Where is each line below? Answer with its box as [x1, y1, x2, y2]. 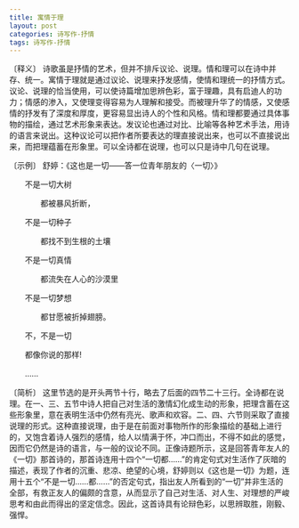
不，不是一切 [24, 330, 72, 341]
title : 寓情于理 [9, 12, 64, 22]
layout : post [9, 21, 58, 30]
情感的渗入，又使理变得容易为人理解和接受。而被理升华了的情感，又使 [24, 97, 282, 108]
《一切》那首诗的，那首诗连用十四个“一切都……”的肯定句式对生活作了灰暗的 [9, 454, 287, 465]
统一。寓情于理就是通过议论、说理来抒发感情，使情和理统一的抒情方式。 [24, 75, 290, 85]
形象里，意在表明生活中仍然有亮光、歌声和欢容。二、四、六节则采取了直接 [16, 410, 290, 420]
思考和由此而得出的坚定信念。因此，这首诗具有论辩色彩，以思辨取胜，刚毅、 [9, 499, 290, 509]
